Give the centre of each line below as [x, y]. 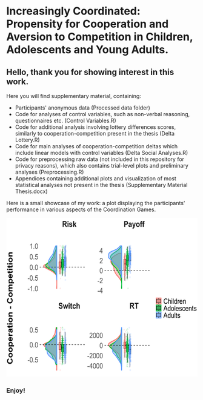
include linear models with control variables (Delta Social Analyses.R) [101, 153]
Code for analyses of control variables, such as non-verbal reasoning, [102, 114]
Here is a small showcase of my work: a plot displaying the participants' [96, 203]
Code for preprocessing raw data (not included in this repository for [100, 159]
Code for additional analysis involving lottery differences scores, [95, 127]
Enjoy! [16, 390]
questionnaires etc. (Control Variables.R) [65, 120]
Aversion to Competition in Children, [100, 37]
